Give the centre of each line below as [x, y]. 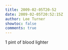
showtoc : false [21, 24]
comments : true [21, 28]
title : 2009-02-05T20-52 [31, 10]
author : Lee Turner [25, 19]
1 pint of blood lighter [27, 42]
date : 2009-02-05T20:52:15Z [34, 14]
